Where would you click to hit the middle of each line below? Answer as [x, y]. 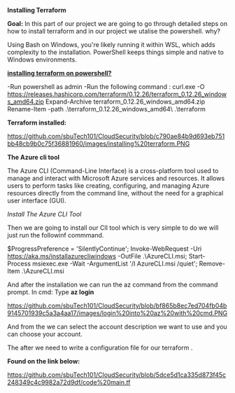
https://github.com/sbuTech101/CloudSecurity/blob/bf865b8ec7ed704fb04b [117, 305]
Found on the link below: [44, 361]
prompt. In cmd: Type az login [51, 292]
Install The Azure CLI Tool [44, 214]
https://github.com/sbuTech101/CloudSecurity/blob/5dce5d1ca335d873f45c [117, 375]
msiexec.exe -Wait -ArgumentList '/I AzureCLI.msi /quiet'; [115, 263]
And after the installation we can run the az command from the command [113, 284]
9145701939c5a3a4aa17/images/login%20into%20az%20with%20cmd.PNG [117, 313]
